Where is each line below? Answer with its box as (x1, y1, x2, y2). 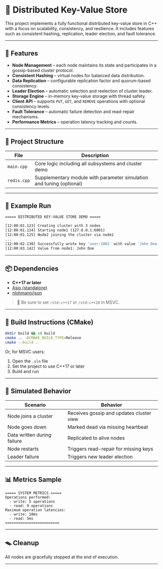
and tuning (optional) (34, 180, 82, 187)
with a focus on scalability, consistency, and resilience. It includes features (5, 25, 154, 31)
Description (81, 152, 109, 159)
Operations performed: (5, 495, 51, 500)
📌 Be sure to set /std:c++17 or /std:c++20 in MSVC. (16, 299, 120, 305)
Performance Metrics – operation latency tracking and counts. (12, 119, 138, 125)
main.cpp (7, 163, 28, 169)
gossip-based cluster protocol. (12, 67, 74, 73)
